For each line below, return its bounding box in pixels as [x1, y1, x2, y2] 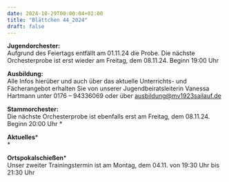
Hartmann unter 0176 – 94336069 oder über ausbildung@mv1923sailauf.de [7, 92, 222, 100]
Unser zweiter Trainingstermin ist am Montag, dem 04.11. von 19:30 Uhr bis [7, 161, 219, 170]
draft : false [7, 23, 45, 30]
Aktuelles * [7, 133, 39, 141]
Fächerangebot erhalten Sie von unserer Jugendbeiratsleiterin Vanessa [7, 84, 210, 93]
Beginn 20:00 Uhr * [7, 120, 63, 128]
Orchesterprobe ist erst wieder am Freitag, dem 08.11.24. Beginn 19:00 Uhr [7, 57, 219, 65]
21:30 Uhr [7, 168, 35, 176]
